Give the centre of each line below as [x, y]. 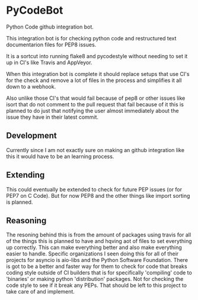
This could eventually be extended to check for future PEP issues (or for [94, 189]
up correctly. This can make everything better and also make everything [94, 248]
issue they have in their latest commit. [52, 117]
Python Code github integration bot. [50, 27]
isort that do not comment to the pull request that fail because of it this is [95, 104]
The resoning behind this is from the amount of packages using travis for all [99, 235]
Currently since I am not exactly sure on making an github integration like [95, 150]
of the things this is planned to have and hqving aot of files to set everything [99, 241]
